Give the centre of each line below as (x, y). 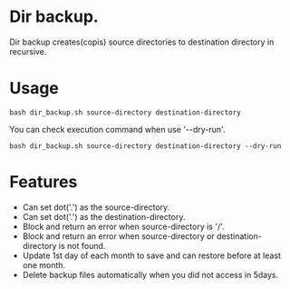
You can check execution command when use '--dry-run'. (117, 129)
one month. (44, 264)
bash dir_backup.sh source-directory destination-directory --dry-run (145, 146)
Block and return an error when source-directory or (118, 236)
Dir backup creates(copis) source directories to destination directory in (142, 42)
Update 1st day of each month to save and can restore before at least (151, 255)
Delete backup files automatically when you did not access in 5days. (150, 274)
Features (43, 182)
